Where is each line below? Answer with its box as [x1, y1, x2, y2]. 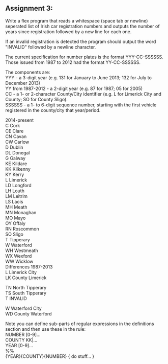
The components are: [5, 69, 50, 75]
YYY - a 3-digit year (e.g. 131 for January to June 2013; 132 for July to [5, 74, 152, 81]
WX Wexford [5, 253, 32, 259]
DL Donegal [5, 149, 30, 155]
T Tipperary [5, 236, 31, 242]
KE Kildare [5, 161, 27, 167]
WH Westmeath [5, 247, 38, 254]
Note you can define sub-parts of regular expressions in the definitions [5, 321, 154, 327]
